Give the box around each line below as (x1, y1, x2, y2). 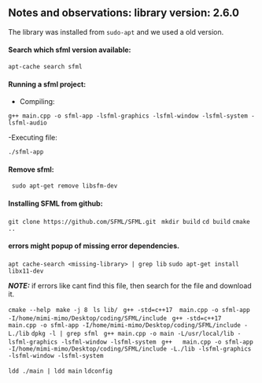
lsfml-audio (8, 119, 47, 127)
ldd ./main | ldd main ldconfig (8, 366, 113, 375)
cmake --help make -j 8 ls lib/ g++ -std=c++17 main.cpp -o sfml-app (8, 306, 250, 314)
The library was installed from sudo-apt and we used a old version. (8, 27, 224, 36)
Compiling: (19, 97, 55, 106)
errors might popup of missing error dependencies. (8, 241, 179, 251)
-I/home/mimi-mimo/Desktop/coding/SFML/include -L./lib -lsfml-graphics (8, 344, 252, 353)
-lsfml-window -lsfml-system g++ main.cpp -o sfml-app (61, 338, 253, 346)
